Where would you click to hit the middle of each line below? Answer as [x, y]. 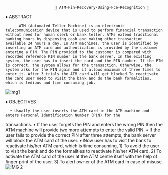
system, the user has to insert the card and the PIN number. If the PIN [84, 61]
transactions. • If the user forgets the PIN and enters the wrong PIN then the [84, 125]
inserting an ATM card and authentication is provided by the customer [82, 48]
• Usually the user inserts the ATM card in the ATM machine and [80, 111]
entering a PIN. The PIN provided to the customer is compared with [78, 52]
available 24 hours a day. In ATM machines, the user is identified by [82, 43]
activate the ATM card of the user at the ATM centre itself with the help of [81, 156]
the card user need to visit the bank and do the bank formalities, [78, 78]
